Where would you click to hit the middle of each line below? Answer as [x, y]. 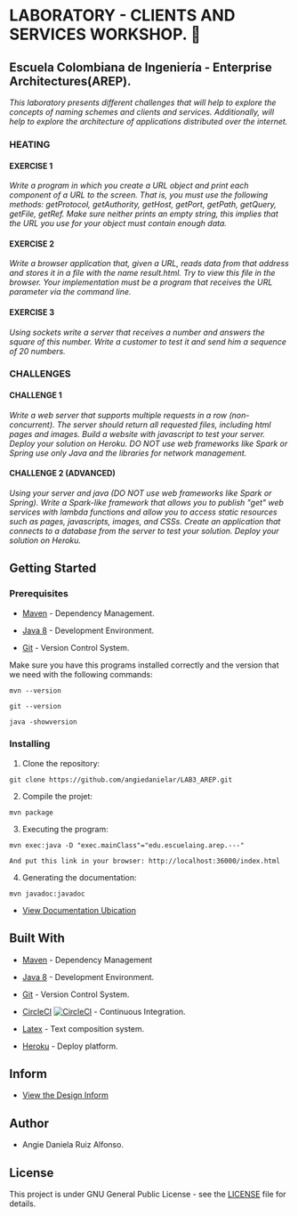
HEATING [30, 144]
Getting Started [53, 568]
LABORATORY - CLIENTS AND [122, 16]
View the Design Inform [65, 1095]
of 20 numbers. [38, 351]
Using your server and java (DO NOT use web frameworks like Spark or [141, 493]
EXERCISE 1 [31, 166]
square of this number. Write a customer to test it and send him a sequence [148, 341]
